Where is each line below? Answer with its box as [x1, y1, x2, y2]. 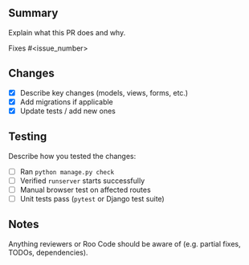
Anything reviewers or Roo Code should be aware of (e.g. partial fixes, [8, 238, 241, 248]
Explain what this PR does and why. [8, 27, 126, 37]
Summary [8, 6, 59, 20]
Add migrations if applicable [19, 96, 114, 107]
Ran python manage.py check [19, 166, 115, 176]
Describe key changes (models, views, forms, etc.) [19, 88, 189, 97]
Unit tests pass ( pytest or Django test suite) [19, 194, 165, 203]
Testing [8, 130, 47, 144]
